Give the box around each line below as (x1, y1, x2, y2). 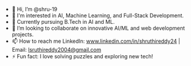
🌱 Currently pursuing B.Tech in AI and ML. (11, 18, 115, 25)
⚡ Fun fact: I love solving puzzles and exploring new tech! (11, 53, 154, 59)
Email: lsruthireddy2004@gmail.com (11, 46, 101, 53)
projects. (11, 31, 34, 38)
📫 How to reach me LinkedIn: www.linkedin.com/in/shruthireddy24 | (11, 37, 180, 45)
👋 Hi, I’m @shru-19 (11, 6, 58, 12)
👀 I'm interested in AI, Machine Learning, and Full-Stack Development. (11, 12, 184, 19)
